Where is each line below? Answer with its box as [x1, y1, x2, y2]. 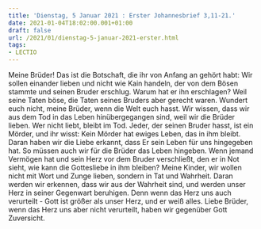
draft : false [8, 26, 52, 34]
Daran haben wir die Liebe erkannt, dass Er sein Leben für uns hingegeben [8, 138, 253, 147]
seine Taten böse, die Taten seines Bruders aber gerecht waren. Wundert [8, 96, 248, 105]
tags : [8, 41, 26, 49]
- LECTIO [8, 48, 37, 56]
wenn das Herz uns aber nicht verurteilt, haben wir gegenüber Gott [8, 205, 228, 214]
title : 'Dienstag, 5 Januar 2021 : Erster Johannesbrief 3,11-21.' [8, 11, 236, 20]
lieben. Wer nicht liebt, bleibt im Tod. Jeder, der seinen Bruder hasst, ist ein [8, 120, 254, 130]
